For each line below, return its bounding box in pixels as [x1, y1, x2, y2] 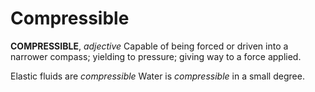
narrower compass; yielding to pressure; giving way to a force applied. [10, 50, 302, 62]
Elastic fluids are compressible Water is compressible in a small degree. [10, 70, 305, 82]
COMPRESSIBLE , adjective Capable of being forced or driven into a [10, 40, 289, 52]
